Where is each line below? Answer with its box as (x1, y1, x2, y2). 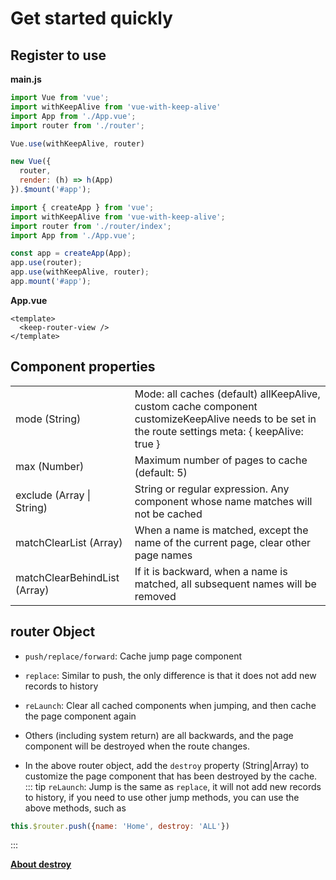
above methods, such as (24, 802, 127, 814)
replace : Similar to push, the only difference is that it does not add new (24, 669, 317, 681)
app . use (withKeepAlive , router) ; (10, 267, 150, 277)
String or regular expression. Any (134, 482, 290, 496)
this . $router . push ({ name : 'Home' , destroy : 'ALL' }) (10, 821, 230, 831)
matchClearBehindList (15, 570, 120, 584)
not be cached (134, 507, 203, 521)
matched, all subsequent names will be (134, 577, 317, 591)
